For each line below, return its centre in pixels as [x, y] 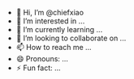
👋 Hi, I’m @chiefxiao [50, 12]
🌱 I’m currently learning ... [59, 29]
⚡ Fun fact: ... [38, 68]
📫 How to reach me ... [54, 47]
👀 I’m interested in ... [50, 21]
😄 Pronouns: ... [42, 59]
